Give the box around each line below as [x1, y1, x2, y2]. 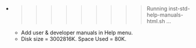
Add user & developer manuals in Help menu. [20, 29, 133, 36]
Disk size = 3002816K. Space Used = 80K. [20, 36, 127, 42]
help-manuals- [146, 11, 183, 18]
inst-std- [168, 5, 191, 12]
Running [146, 5, 168, 12]
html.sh [146, 18, 165, 24]
